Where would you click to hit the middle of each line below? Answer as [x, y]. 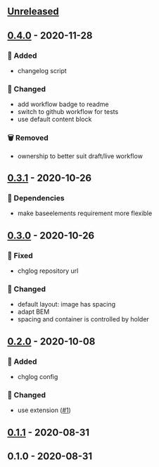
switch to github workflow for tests [68, 112]
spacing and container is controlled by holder [83, 319]
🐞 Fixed [20, 255]
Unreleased [33, 12]
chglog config [38, 377]
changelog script [42, 71]
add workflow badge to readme [63, 104]
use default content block [55, 120]
